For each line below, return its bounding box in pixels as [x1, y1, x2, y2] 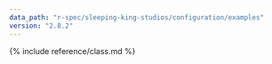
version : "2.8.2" [9, 21, 74, 30]
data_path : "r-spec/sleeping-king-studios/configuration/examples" [9, 12, 265, 22]
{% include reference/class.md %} [9, 45, 136, 56]
